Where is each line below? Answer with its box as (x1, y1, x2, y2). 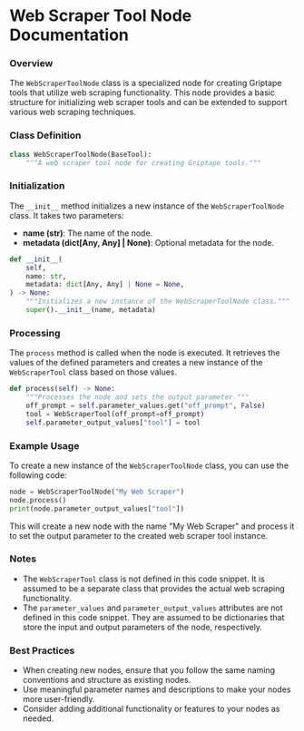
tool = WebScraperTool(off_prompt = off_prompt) (25, 409, 205, 418)
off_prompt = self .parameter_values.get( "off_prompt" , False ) (25, 401, 266, 410)
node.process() (9, 495, 67, 504)
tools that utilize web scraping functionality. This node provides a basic (9, 87, 275, 98)
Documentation (9, 24, 130, 45)
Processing (9, 327, 61, 339)
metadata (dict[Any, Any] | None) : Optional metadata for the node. (22, 237, 275, 248)
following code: (9, 469, 67, 481)
